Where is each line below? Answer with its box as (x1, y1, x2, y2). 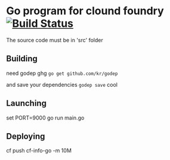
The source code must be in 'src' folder (6, 36, 103, 43)
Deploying (6, 131, 45, 141)
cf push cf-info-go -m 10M (6, 147, 72, 154)
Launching (6, 98, 47, 108)
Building (6, 54, 38, 64)
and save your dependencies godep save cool (6, 81, 118, 88)
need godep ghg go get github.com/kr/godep (6, 70, 118, 77)
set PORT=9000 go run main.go (6, 114, 85, 121)
